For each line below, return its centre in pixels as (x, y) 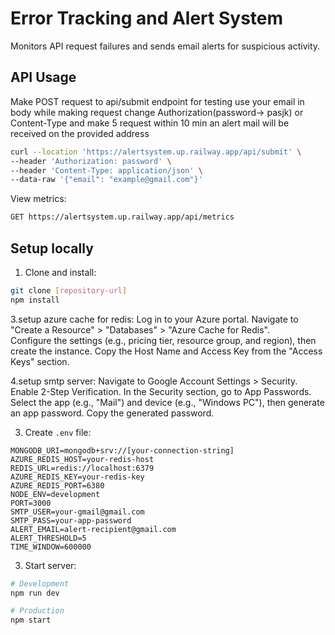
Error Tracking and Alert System (147, 18)
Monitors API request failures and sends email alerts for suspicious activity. (165, 46)
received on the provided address (80, 133)
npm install (35, 300)
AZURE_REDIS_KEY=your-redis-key (77, 477)
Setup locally (52, 248)
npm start (31, 620)
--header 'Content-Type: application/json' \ (106, 170)
